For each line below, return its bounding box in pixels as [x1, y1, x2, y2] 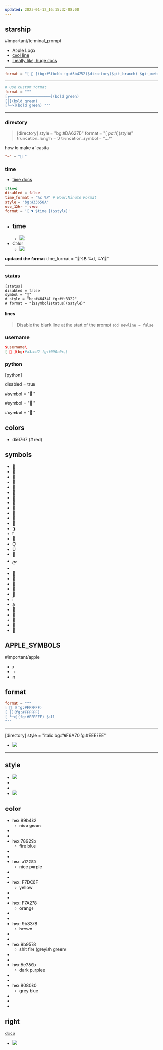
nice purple [19, 864, 42, 870]
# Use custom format [5, 85, 47, 90]
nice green [19, 823, 41, 828]
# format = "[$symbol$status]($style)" [5, 301, 86, 306]
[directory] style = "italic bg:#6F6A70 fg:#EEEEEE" [5, 732, 106, 738]
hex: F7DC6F [12, 879, 38, 885]
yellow [19, 885, 33, 891]
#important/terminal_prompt [5, 38, 62, 44]
